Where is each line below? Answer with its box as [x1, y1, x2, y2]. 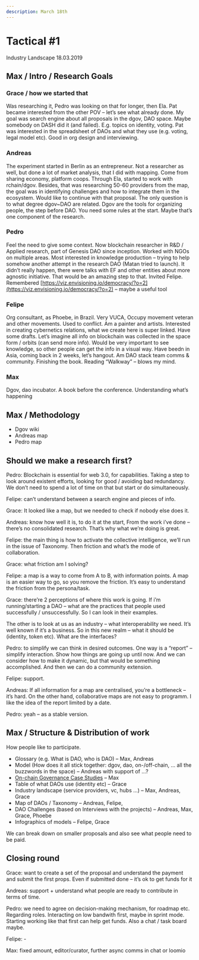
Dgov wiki [14, 426, 40, 433]
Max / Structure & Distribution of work [6, 728, 150, 738]
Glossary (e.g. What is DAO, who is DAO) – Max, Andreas [14, 755, 154, 762]
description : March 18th [6, 8, 68, 15]
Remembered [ [6, 279, 43, 286]
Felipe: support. [6, 675, 45, 682]
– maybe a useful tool [115, 285, 168, 292]
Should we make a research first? [6, 455, 132, 465]
